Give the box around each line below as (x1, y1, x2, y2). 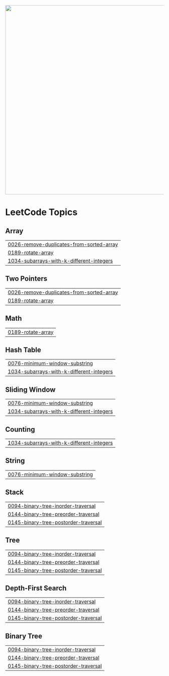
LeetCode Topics (5, 206, 78, 218)
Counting (5, 425, 35, 434)
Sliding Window (5, 385, 56, 394)
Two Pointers (5, 275, 48, 283)
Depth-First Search (5, 584, 67, 592)
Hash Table (5, 346, 41, 354)
